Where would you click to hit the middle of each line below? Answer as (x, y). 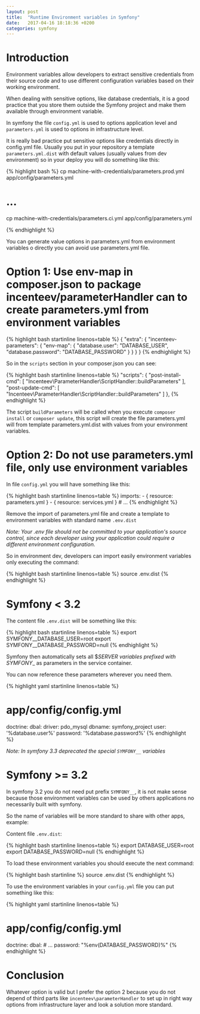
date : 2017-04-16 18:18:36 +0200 (50, 23)
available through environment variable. (55, 112)
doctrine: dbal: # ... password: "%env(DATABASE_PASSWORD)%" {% (92, 945)
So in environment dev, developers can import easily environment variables (99, 556)
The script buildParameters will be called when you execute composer (91, 412)
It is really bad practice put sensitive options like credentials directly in (93, 141)
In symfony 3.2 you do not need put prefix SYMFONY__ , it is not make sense (96, 791)
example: (17, 822)
